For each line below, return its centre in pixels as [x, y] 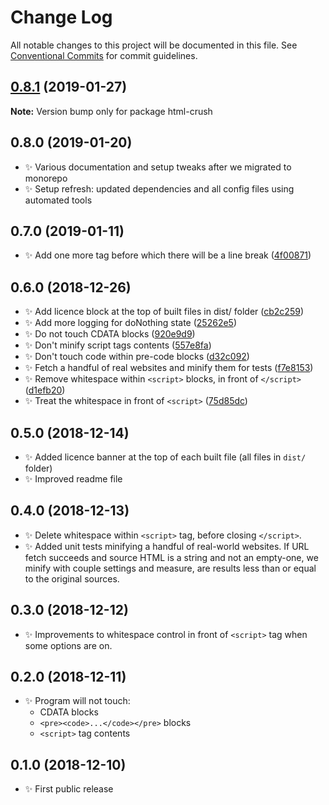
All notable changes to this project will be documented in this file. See [154, 45]
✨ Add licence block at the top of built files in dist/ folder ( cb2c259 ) [164, 312]
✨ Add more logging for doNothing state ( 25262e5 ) [130, 323]
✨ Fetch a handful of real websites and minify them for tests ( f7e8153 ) [169, 368]
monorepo [46, 178]
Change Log [61, 17]
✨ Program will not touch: [77, 701]
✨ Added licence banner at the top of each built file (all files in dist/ [165, 457]
